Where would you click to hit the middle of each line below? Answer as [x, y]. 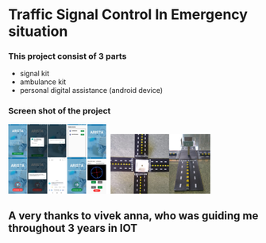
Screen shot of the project [60, 111]
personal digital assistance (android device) [91, 91]
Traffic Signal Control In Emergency [128, 15]
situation [38, 31]
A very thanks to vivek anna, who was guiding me [133, 216]
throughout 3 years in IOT [73, 228]
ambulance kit [43, 82]
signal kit [35, 74]
